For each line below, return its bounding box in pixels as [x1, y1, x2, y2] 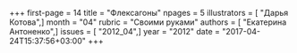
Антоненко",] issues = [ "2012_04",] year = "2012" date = [9, 26, 221, 36]
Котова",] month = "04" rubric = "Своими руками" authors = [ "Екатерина [9, 17, 287, 27]
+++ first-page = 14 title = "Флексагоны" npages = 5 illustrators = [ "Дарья [9, 8, 289, 18]
